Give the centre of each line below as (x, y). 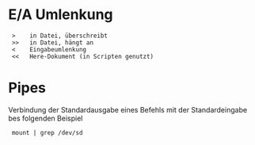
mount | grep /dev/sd (47, 132)
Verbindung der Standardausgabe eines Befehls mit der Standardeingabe (128, 109)
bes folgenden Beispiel (46, 118)
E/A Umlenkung (61, 15)
